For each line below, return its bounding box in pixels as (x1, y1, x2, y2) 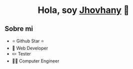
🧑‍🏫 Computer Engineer (11, 58, 59, 64)
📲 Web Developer (11, 45, 48, 51)
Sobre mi (4, 24, 33, 33)
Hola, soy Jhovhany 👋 (37, 4, 129, 16)
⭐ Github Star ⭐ (11, 38, 44, 44)
